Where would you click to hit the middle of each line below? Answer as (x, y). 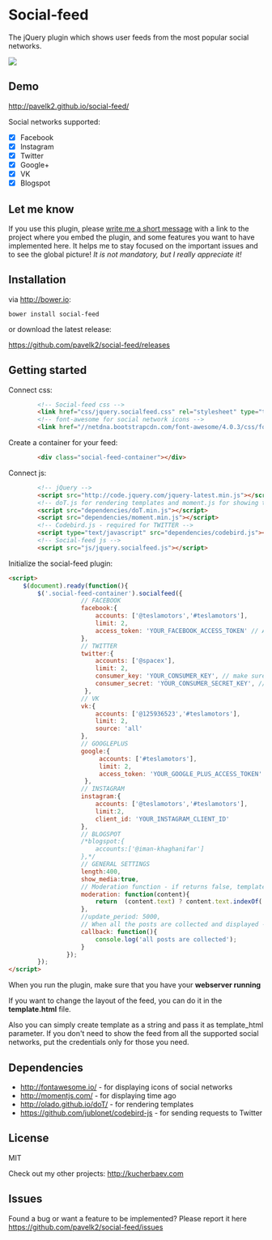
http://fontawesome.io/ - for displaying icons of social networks (126, 1087)
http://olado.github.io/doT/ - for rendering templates (107, 1104)
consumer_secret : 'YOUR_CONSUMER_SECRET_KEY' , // (181, 684)
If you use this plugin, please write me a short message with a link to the (129, 228)
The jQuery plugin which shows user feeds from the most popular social (129, 37)
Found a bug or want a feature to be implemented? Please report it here (127, 1218)
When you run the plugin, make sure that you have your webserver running (135, 985)
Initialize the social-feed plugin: (61, 563)
